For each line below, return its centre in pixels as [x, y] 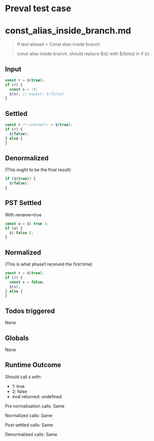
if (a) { [14, 228]
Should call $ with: [23, 377]
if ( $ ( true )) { [20, 179]
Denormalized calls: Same [31, 434]
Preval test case [38, 9]
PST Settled [23, 203]
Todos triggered [30, 311]
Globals [17, 338]
